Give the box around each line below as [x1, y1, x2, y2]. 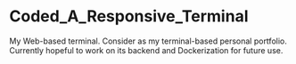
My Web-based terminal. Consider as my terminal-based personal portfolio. [9, 36, 287, 46]
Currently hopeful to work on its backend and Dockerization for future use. [9, 44, 284, 55]
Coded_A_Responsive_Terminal [9, 6, 249, 27]
